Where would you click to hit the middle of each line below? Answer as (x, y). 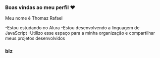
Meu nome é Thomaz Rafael (34, 18)
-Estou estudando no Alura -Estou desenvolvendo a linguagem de (72, 28)
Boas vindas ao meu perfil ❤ (40, 7)
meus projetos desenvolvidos (35, 38)
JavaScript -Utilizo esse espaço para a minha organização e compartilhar (80, 33)
